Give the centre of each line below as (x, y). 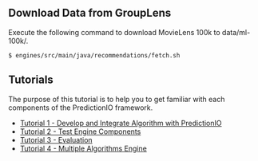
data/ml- (236, 32)
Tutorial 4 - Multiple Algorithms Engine (83, 148)
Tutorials (31, 80)
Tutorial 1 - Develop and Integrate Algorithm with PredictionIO (121, 123)
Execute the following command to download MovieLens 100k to (115, 32)
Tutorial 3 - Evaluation (56, 139)
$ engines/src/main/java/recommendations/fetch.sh (94, 55)
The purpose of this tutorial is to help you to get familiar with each (117, 99)
